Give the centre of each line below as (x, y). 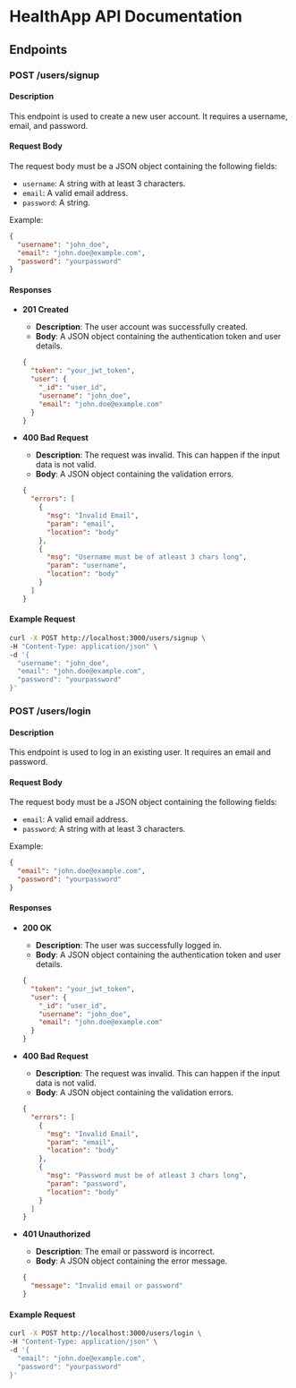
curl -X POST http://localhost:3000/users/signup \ (107, 638)
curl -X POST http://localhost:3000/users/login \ (106, 1333)
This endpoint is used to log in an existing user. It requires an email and (140, 752)
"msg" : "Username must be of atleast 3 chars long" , (147, 557)
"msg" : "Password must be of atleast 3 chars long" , (147, 1176)
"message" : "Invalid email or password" (107, 1286)
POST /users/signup (55, 75)
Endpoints (38, 50)
